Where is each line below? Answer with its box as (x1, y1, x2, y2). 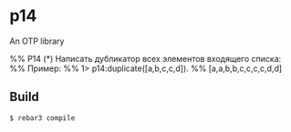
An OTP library (9, 36, 65, 46)
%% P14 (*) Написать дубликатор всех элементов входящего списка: (9, 53, 282, 64)
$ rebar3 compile (9, 113, 76, 123)
